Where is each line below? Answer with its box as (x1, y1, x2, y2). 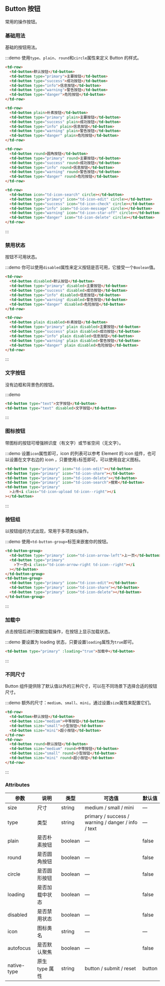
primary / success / (84, 813, 130, 820)
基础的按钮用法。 (5, 44, 40, 50)
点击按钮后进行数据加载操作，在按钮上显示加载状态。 (5, 629, 113, 634)
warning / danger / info (84, 819, 137, 826)
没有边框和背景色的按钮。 (5, 382, 57, 387)
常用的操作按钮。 (5, 19, 40, 25)
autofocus (7, 945, 31, 951)
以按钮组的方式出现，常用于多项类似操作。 (5, 528, 91, 534)
